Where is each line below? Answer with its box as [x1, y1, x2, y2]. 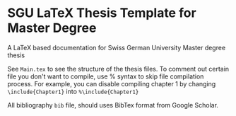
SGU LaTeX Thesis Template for [7, 5, 196, 21]
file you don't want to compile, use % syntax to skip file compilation [7, 72, 204, 81]
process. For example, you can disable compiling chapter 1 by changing [7, 79, 216, 88]
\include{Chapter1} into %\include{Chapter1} [7, 87, 139, 95]
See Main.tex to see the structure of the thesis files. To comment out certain [7, 64, 230, 73]
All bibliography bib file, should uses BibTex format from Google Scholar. [7, 100, 219, 109]
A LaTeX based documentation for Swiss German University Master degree [7, 43, 226, 52]
